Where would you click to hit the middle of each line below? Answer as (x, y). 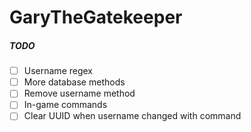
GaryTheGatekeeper (96, 17)
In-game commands (65, 105)
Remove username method (79, 93)
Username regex (58, 71)
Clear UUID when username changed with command (132, 116)
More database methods (74, 82)
